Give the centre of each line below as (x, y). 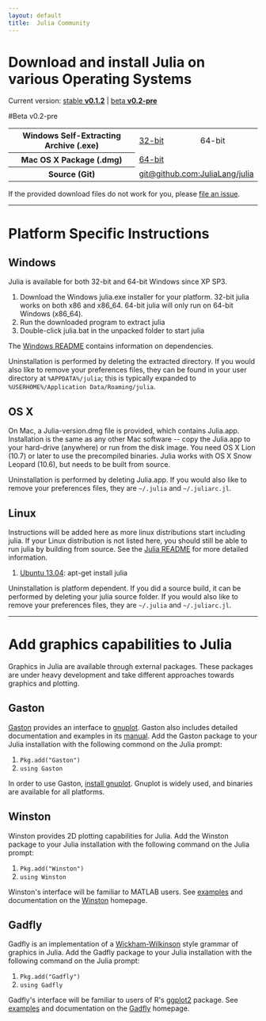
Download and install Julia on (107, 62)
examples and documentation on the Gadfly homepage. (99, 1008)
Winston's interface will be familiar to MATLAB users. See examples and (125, 892)
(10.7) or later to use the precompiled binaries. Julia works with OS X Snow (130, 456)
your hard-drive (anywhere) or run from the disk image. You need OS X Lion (132, 448)
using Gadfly (41, 985)
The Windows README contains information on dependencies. (111, 346)
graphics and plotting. (44, 683)
